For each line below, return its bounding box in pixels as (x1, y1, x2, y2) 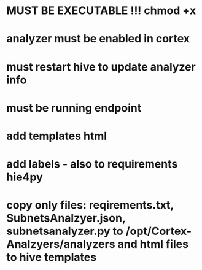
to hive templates (6, 250, 97, 264)
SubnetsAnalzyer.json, (6, 211, 126, 225)
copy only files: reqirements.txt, (6, 198, 174, 212)
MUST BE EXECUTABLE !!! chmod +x (6, 4, 196, 18)
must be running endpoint (6, 101, 142, 115)
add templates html (6, 129, 107, 143)
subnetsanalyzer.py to (6, 225, 124, 238)
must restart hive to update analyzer (6, 60, 196, 74)
